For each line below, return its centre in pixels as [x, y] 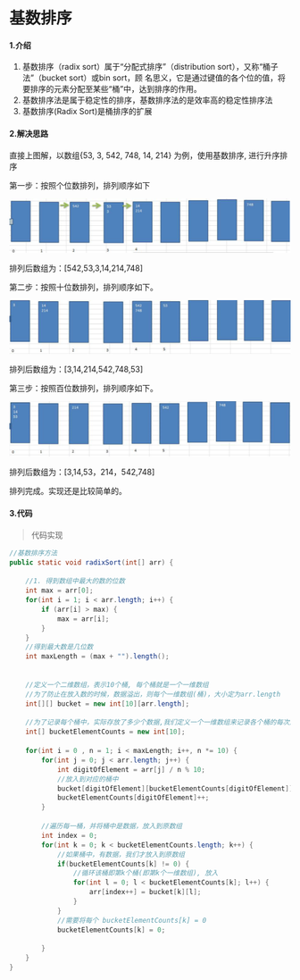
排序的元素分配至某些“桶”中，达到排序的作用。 [116, 89]
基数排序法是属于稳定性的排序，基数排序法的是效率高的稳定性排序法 [147, 100]
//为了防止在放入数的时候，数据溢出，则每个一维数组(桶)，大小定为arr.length [153, 694]
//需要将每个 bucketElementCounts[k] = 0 [132, 920]
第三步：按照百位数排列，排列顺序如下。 [83, 388]
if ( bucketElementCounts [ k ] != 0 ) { [123, 864]
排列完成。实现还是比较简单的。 [68, 491]
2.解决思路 [29, 133]
